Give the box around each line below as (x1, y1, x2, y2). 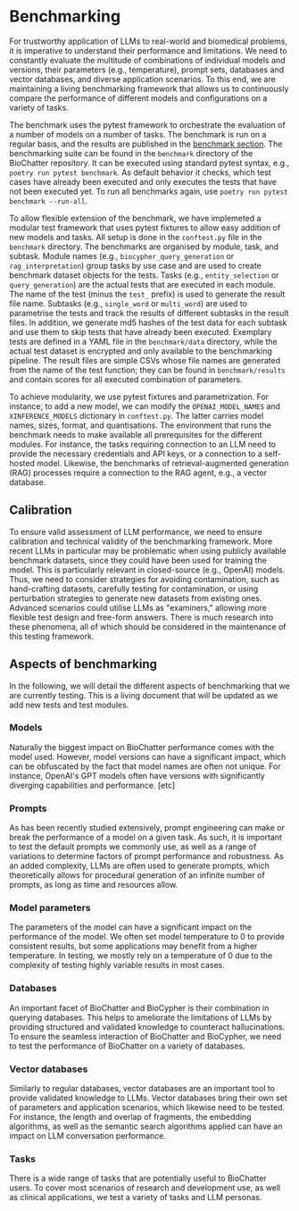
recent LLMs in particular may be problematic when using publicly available (9, 545, 287, 555)
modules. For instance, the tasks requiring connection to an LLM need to (9, 438, 277, 449)
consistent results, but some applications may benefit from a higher (9, 940, 258, 952)
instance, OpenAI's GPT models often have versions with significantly (9, 770, 265, 781)
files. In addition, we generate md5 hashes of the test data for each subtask (9, 317, 287, 328)
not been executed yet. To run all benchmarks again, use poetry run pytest (9, 186, 288, 196)
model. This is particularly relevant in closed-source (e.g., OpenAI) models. (9, 564, 286, 575)
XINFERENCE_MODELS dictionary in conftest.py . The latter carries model (9, 410, 264, 421)
